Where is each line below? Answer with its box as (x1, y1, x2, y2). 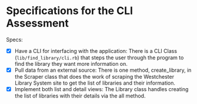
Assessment (6, 16, 69, 30)
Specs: (6, 36, 24, 43)
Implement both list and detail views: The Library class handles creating (14, 86, 189, 93)
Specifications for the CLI (6, 4, 133, 18)
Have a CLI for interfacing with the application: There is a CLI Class (14, 47, 178, 54)
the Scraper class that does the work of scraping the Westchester (14, 73, 175, 80)
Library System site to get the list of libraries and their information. (14, 79, 175, 86)
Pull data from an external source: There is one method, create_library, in (14, 66, 192, 73)
